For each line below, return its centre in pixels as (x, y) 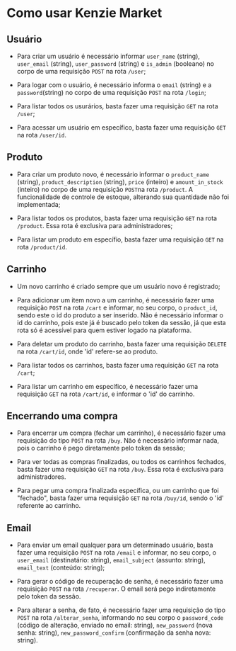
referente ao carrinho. (49, 506)
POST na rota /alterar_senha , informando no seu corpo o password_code (120, 618)
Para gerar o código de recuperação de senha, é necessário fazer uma (120, 582)
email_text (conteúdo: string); (61, 567)
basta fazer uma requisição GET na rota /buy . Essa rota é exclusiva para (120, 470)
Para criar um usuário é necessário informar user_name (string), (108, 56)
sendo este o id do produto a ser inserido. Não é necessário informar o (120, 315)
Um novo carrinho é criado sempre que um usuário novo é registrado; (118, 286)
